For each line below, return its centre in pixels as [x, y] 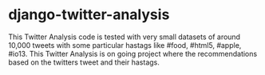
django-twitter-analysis [89, 15]
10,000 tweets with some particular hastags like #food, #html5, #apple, [125, 45]
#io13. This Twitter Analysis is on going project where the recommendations [133, 53]
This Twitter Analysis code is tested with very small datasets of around [125, 37]
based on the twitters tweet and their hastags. [84, 62]
